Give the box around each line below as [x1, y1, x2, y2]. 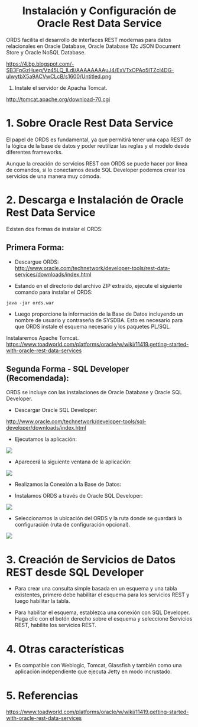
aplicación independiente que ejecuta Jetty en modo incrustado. [14, 668, 173, 675]
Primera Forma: [6, 242, 64, 252]
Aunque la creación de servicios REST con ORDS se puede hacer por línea [6, 160, 188, 167]
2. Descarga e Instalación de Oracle [6, 193, 184, 207]
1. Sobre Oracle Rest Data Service [6, 116, 174, 130]
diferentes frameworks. [6, 148, 63, 155]
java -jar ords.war [6, 300, 54, 306]
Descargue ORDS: [14, 258, 59, 265]
